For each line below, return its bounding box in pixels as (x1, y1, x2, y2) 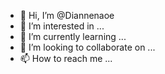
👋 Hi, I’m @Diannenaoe (19, 10, 115, 21)
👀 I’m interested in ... (19, 20, 105, 32)
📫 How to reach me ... (19, 53, 113, 64)
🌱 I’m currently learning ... (19, 31, 127, 42)
